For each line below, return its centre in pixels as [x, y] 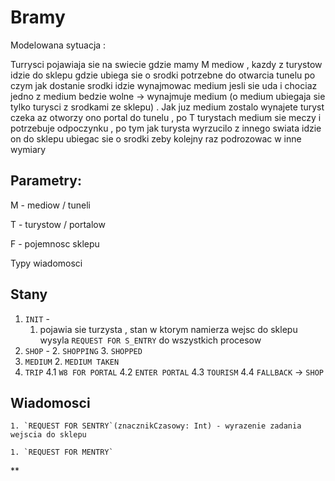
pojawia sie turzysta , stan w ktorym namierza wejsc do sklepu [168, 329]
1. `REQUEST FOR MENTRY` [62, 452]
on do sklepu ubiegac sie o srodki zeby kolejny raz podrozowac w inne [156, 138]
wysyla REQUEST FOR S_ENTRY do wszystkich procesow [150, 340]
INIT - [37, 318]
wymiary [28, 149]
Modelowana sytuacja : [58, 45]
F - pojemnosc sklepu [55, 243]
